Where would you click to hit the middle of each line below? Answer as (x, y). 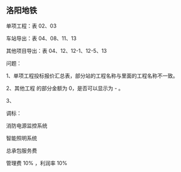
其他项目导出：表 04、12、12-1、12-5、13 (56, 50)
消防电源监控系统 (27, 126)
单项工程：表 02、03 (31, 26)
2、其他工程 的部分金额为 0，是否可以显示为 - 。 (65, 88)
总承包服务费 (21, 150)
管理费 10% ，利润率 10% (37, 163)
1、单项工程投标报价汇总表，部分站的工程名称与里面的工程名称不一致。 (92, 76)
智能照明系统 (21, 138)
